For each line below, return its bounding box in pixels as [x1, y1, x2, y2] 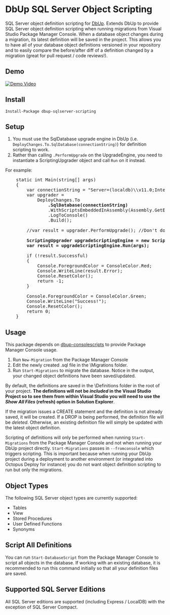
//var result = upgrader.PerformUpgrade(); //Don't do [26, 228, 165, 233]
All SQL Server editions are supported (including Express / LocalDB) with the [5, 598, 165, 604]
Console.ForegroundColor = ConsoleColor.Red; [37, 263, 152, 269]
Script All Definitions [5, 541, 72, 550]
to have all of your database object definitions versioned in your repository [5, 42, 161, 48]
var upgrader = [26, 192, 64, 198]
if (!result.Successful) [26, 253, 89, 259]
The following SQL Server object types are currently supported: [5, 495, 138, 501]
